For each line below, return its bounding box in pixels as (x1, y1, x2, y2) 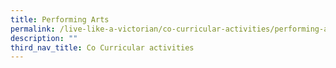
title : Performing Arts (10, 14, 110, 25)
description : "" (10, 33, 78, 43)
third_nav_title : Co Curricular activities (10, 42, 195, 53)
